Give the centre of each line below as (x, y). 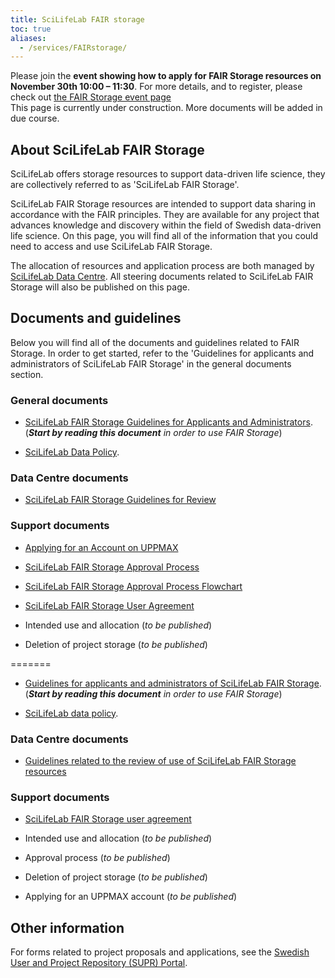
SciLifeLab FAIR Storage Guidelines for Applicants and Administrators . (168, 422)
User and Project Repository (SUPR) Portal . (99, 963)
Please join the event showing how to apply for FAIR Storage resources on (166, 76)
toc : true (31, 29)
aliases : (28, 38)
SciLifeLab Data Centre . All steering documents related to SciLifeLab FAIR (162, 277)
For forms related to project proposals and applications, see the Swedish (160, 952)
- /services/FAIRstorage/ (73, 47)
